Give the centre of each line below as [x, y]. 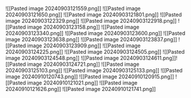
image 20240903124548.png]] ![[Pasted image [62, 58]
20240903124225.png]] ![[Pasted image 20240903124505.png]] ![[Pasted [95, 52]
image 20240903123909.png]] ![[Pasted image [84, 45]
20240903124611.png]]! [149, 58]
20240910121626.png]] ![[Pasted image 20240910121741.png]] [81, 89]
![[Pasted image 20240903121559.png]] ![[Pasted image [73, 8]
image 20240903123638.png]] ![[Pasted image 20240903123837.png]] [91, 39]
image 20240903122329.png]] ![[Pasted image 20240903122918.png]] [91, 21]
